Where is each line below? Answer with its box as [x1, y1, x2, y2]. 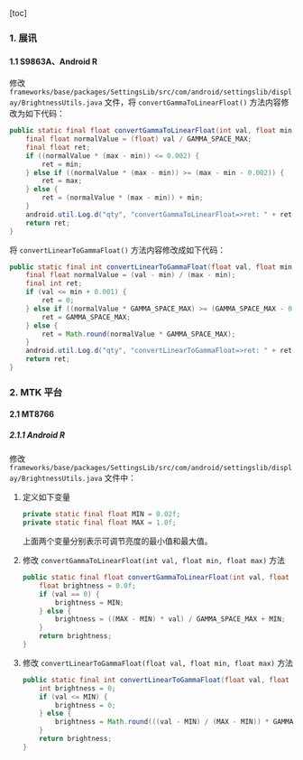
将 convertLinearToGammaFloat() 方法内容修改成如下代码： [9, 244, 226, 255]
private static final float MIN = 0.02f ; [22, 510, 181, 519]
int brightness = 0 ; [39, 683, 116, 693]
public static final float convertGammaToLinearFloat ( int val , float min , [9, 126, 297, 135]
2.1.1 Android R [9, 429, 66, 440]
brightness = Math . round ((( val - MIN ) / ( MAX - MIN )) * [55, 718, 270, 727]
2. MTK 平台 [9, 385, 63, 398]
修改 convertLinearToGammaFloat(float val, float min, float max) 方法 [22, 657, 293, 668]
